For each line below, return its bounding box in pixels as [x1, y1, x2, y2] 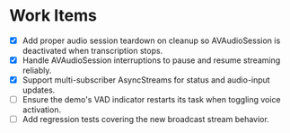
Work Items [9, 5, 97, 26]
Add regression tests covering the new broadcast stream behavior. [22, 114, 269, 125]
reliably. [22, 65, 52, 76]
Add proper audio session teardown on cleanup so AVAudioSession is [22, 35, 281, 46]
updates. [22, 84, 56, 95]
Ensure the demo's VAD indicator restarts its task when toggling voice [22, 94, 281, 105]
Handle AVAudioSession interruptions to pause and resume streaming [22, 55, 281, 66]
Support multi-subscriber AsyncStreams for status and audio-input [22, 75, 271, 85]
